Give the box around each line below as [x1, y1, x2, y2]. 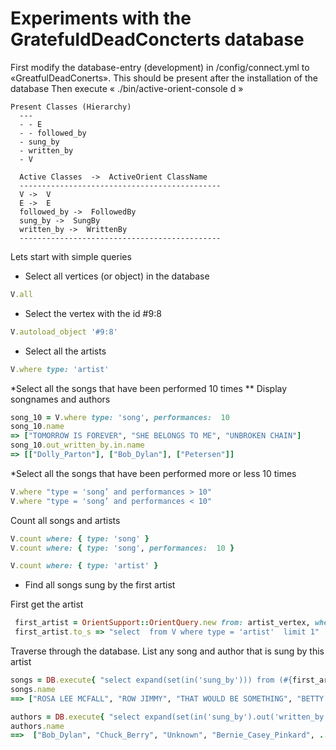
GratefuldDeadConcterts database [10, 28, 305, 51]
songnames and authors [10, 393, 111, 405]
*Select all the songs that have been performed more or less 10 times [10, 467, 297, 479]
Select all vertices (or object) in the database [24, 270, 210, 282]
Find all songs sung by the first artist [24, 579, 176, 591]
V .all [10, 289, 33, 299]
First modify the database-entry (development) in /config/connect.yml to [10, 61, 310, 73]
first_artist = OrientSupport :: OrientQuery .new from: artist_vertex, [14, 618, 311, 628]
